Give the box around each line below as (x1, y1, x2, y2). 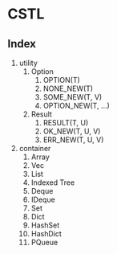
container (18, 144, 51, 153)
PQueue (30, 238, 58, 247)
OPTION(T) (42, 76, 81, 84)
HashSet (30, 220, 60, 230)
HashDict (30, 229, 62, 238)
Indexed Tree (30, 178, 75, 187)
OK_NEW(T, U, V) (42, 126, 101, 136)
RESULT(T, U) (42, 118, 89, 127)
